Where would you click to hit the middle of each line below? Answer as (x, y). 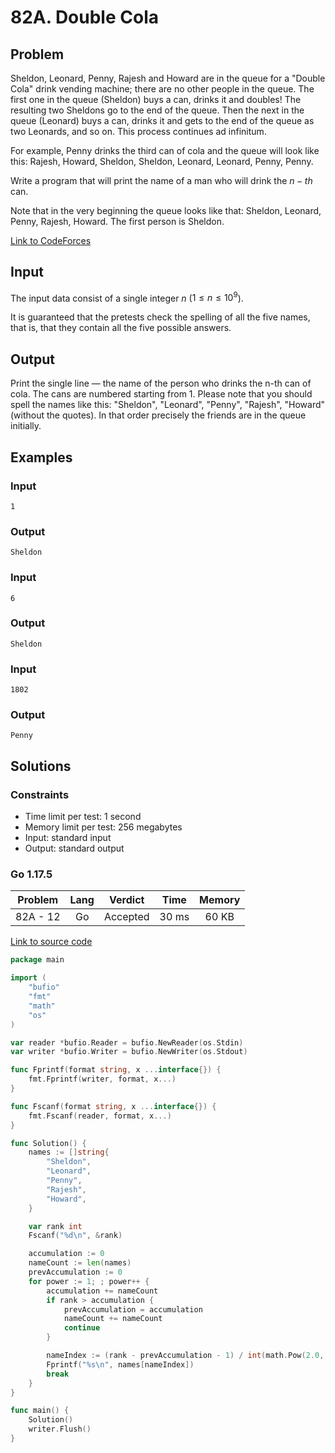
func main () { (40, 1411)
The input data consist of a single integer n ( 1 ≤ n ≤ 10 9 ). (127, 297)
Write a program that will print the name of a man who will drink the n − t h (161, 180)
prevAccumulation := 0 (75, 1272)
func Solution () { (48, 1143)
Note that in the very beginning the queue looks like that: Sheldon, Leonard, (166, 210)
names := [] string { (69, 1152)
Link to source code (51, 942)
